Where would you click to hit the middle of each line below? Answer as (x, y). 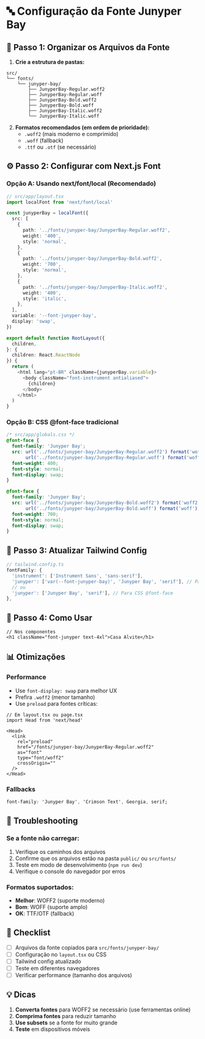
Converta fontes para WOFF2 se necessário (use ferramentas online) (103, 1010)
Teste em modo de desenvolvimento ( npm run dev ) (78, 864)
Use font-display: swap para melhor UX (66, 690)
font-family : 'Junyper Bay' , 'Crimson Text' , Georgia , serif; (87, 802)
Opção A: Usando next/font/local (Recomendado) (81, 184)
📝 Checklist (28, 933)
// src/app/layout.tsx (35, 196)
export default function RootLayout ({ (56, 338)
